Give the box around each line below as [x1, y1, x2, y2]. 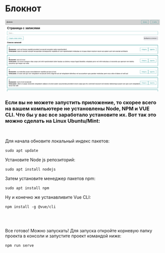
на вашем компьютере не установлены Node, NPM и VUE [5, 105, 150, 112]
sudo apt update [5, 148, 38, 153]
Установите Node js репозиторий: [5, 157, 76, 163]
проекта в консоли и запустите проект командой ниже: [5, 233, 122, 239]
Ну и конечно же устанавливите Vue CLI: [5, 195, 91, 200]
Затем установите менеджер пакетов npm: [5, 175, 96, 182]
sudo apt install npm [5, 186, 50, 191]
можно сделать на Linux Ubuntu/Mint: [5, 117, 101, 124]
